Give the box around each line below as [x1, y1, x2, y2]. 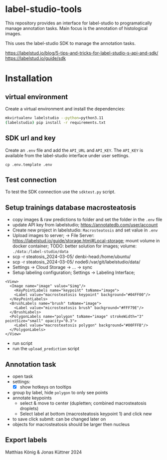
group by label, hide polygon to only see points [12, 390, 108, 395]
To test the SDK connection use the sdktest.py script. [5, 189, 116, 195]
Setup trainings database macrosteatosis [5, 203, 136, 212]
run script [12, 340, 32, 346]
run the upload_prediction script [12, 346, 80, 352]
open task [12, 373, 33, 379]
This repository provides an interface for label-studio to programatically [5, 20, 152, 26]
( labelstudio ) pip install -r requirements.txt [5, 120, 106, 125]
